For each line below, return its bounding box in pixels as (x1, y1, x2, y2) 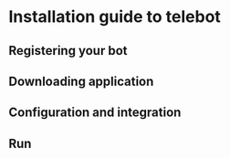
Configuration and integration (8, 105, 182, 121)
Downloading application (8, 73, 154, 89)
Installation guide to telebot (8, 6, 221, 27)
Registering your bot (8, 43, 128, 58)
